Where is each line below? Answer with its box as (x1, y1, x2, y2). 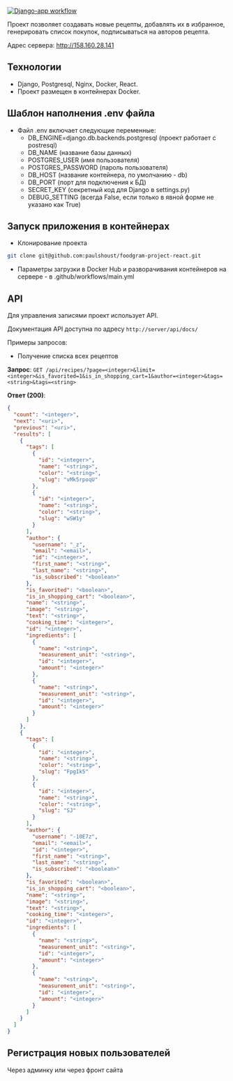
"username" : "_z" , (32, 541, 86, 548)
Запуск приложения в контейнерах (7, 221, 170, 233)
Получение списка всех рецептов (17, 352, 119, 360)
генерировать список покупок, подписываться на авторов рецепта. (7, 28, 211, 36)
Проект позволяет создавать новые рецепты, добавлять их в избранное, (7, 20, 225, 28)
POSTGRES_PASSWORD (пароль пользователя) (27, 163, 169, 171)
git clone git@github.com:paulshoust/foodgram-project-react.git (7, 252, 201, 260)
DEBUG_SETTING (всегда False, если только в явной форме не (27, 193, 214, 201)
